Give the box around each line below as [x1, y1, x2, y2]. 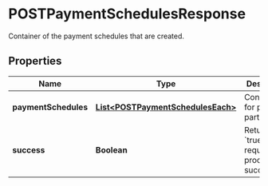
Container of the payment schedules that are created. [8, 31, 185, 41]
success [12, 144, 45, 156]
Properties [8, 54, 62, 68]
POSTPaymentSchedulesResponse [8, 5, 246, 23]
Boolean [95, 144, 128, 156]
